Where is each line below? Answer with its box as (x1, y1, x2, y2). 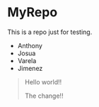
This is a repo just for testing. (7, 28, 93, 36)
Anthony (17, 41, 42, 50)
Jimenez (17, 64, 43, 72)
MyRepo (7, 4, 58, 21)
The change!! (24, 91, 64, 100)
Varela (17, 56, 37, 64)
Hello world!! (24, 77, 62, 86)
